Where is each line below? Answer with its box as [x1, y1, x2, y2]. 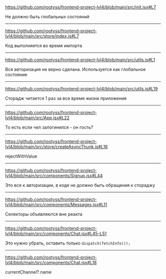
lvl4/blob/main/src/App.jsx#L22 [5, 115, 70, 120]
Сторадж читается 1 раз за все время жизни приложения [5, 96, 127, 101]
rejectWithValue [5, 153, 38, 159]
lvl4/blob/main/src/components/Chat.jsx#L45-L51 [5, 231, 107, 236]
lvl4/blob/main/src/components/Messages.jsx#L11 [5, 202, 107, 208]
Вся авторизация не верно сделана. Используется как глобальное [5, 67, 146, 72]
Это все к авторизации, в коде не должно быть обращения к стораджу [5, 182, 156, 188]
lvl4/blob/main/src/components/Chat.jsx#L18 [5, 260, 97, 265]
